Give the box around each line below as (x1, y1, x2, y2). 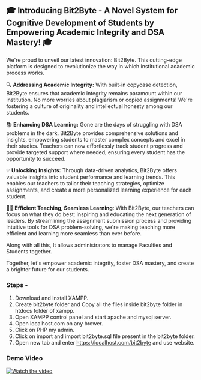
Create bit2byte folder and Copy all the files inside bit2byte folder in (14, 301, 183, 308)
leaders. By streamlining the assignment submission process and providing (6, 217, 192, 224)
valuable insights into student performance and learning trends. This (6, 173, 176, 181)
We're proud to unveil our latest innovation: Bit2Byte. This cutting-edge (6, 56, 182, 64)
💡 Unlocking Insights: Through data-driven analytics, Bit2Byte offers (6, 166, 177, 173)
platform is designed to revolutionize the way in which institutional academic (6, 62, 195, 70)
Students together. (6, 247, 52, 255)
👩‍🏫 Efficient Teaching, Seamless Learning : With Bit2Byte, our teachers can (6, 204, 194, 211)
